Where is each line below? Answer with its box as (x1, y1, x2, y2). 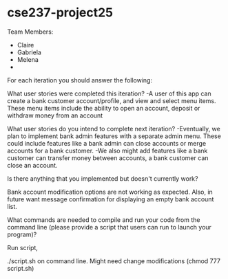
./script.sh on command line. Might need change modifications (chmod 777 (7, 256, 220, 265)
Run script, (7, 243, 38, 252)
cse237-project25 (7, 5, 114, 21)
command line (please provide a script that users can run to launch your (7, 223, 212, 231)
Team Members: (7, 27, 54, 36)
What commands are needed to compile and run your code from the (7, 215, 200, 224)
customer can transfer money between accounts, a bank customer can (7, 153, 209, 162)
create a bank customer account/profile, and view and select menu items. (7, 96, 216, 104)
